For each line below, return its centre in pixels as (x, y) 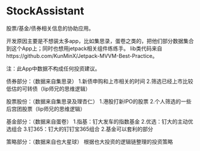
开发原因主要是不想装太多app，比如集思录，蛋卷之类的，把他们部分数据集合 (100, 41)
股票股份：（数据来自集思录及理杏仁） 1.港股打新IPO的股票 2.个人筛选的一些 (99, 101)
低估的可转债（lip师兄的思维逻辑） (49, 88)
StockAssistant (45, 11)
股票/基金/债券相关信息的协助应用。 (50, 28)
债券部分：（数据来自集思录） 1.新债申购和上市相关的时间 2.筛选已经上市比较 (100, 81)
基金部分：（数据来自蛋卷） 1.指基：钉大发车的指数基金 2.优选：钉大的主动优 (100, 121)
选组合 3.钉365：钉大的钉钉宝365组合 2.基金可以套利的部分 (80, 129)
